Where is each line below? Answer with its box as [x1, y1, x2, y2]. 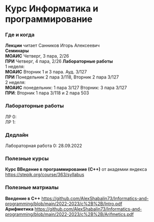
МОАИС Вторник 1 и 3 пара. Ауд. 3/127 [5, 69, 87, 75]
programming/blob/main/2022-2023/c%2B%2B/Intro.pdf [5, 201, 123, 207]
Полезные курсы [5, 155, 49, 162]
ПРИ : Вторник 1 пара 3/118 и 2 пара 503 [5, 90, 89, 96]
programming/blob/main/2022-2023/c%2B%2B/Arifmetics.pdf [5, 211, 134, 217]
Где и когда [5, 31, 35, 38]
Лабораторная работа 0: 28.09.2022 [5, 143, 82, 149]
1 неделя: [5, 64, 25, 70]
